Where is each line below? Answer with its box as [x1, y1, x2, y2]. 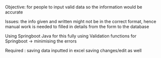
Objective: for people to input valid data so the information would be [5, 4, 142, 10]
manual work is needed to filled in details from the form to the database [5, 24, 149, 29]
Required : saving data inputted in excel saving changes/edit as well [5, 48, 142, 53]
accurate [5, 9, 23, 15]
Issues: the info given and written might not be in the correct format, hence [5, 19, 157, 24]
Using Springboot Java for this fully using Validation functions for [5, 33, 137, 39]
